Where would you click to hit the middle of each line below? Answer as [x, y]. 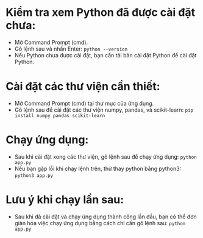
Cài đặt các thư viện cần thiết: [83, 86]
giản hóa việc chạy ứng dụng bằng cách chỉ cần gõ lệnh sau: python [100, 223]
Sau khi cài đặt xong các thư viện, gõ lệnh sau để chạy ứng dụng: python [105, 157]
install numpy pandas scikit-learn [60, 115]
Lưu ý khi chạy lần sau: [65, 200]
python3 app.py [34, 175]
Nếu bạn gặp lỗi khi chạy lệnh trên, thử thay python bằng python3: [98, 168]
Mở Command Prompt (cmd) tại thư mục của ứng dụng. [84, 103]
